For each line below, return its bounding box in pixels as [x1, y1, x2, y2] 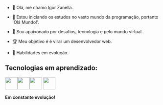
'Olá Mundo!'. [12, 20, 40, 25]
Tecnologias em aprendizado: [5, 64, 98, 72]
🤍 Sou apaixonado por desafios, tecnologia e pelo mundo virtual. [12, 29, 143, 34]
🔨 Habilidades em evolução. [12, 50, 69, 56]
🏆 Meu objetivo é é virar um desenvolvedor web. [12, 39, 112, 44]
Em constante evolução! [5, 94, 55, 100]
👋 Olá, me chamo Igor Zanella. [12, 5, 73, 10]
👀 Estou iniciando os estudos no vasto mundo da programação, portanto [12, 14, 159, 20]
